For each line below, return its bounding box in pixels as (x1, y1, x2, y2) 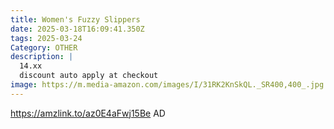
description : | (10, 52, 74, 62)
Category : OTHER (10, 42, 78, 53)
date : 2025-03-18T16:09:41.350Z (10, 24, 145, 34)
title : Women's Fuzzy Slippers (10, 14, 141, 25)
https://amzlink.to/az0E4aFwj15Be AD (10, 107, 166, 119)
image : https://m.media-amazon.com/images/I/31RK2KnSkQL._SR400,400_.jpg (10, 80, 325, 90)
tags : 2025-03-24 (10, 33, 83, 43)
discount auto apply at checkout (19, 71, 159, 81)
